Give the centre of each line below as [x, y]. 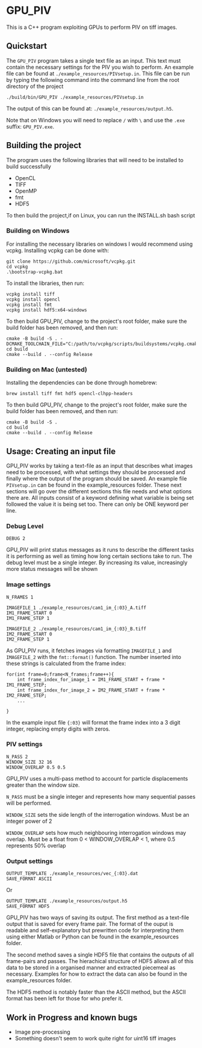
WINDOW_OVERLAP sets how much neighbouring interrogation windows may [96, 832]
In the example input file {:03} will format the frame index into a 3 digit [93, 722]
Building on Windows [38, 231]
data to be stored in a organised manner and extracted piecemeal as [91, 968]
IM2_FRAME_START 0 [29, 634]
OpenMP [26, 191]
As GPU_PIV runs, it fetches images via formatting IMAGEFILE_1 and [89, 650]
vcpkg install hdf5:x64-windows [47, 310]
